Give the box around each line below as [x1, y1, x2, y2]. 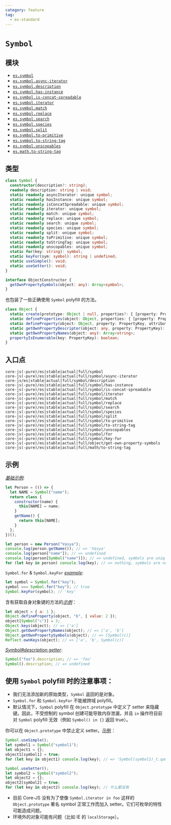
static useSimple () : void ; [10, 259, 67, 264]
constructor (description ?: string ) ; [10, 183, 88, 188]
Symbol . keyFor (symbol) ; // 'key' [5, 589, 76, 594]
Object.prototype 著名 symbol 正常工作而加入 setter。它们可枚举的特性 [12, 801, 162, 807]
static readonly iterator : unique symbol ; [10, 207, 101, 212]
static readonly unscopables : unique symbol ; [10, 244, 108, 250]
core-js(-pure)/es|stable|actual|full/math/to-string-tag [5, 445, 131, 450]
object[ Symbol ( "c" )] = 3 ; [5, 618, 60, 624]
